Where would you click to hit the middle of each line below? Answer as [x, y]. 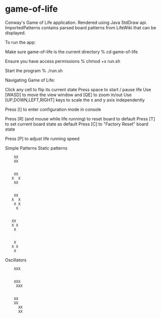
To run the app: [20, 42]
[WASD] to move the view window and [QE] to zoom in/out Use [68, 95]
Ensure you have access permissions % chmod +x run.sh [63, 61]
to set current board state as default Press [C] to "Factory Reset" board [77, 124]
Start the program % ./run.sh [34, 70]
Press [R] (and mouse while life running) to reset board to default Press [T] [80, 119]
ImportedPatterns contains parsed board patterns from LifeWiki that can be [80, 27]
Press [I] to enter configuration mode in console [53, 109]
